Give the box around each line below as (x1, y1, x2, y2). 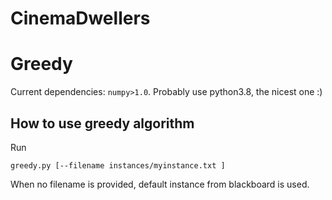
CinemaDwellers (10, 7, 151, 30)
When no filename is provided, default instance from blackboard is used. (10, 178, 310, 190)
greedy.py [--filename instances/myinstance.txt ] (10, 160, 226, 171)
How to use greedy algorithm (10, 115, 195, 132)
